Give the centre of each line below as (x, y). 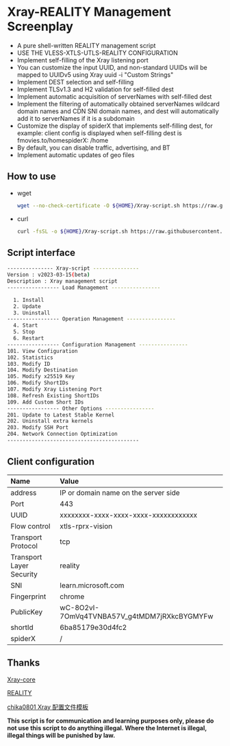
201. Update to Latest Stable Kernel (61, 415)
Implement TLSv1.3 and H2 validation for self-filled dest (95, 89)
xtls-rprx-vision (86, 526)
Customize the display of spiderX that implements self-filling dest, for (115, 126)
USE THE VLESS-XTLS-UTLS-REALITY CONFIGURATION (97, 53)
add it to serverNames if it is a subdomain (76, 118)
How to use (31, 177)
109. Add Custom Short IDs (46, 402)
